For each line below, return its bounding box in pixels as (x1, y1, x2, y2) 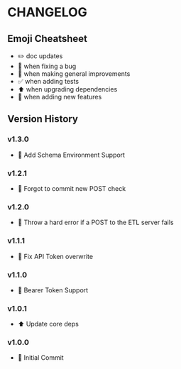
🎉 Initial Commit (17, 353, 64, 362)
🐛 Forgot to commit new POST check (17, 184, 126, 192)
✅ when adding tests (17, 77, 79, 85)
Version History (7, 113, 78, 125)
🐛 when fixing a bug (17, 62, 77, 70)
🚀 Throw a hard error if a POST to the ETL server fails (17, 218, 174, 227)
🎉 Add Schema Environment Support (17, 150, 126, 159)
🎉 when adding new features (17, 93, 102, 101)
